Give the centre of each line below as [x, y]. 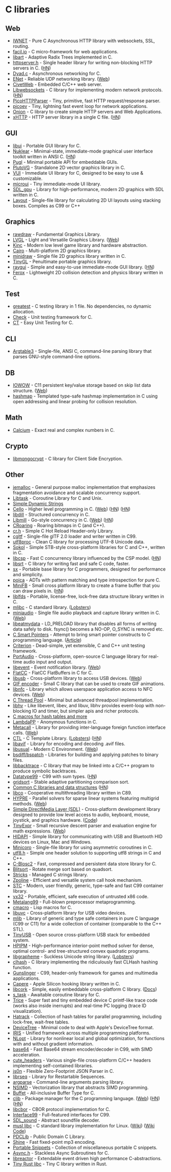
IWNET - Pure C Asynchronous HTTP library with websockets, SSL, [84, 41]
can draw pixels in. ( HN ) [38, 591]
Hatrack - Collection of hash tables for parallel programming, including [87, 1016]
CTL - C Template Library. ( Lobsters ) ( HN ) [57, 738]
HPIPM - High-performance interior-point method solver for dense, [83, 946]
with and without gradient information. [53, 1044]
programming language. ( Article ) [47, 640]
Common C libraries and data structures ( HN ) [61, 787]
